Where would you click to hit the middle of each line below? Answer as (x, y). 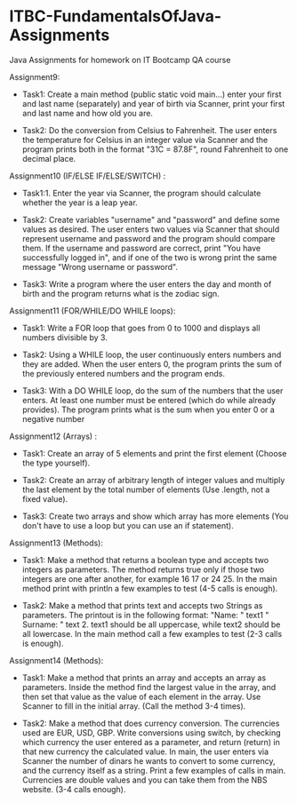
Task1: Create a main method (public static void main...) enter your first (152, 94)
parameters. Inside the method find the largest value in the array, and (149, 687)
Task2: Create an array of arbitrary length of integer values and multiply (153, 480)
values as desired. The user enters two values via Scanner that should (151, 229)
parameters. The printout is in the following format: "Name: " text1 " (145, 615)
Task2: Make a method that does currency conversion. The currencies (151, 723)
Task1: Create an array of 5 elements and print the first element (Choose (154, 453)
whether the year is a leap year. (80, 203)
